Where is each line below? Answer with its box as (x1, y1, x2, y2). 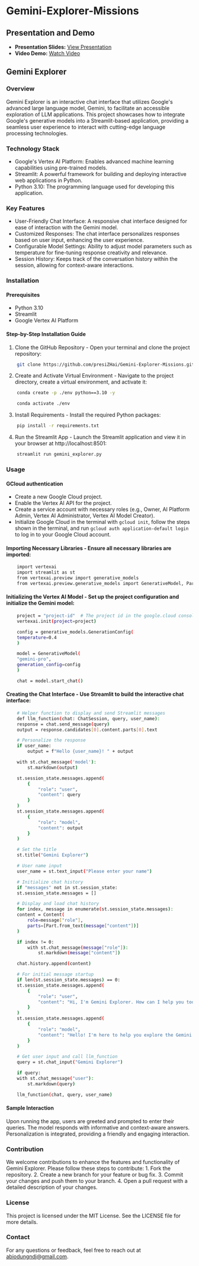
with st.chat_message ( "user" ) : (17, 1076, 94, 1082)
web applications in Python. (14, 177, 83, 184)
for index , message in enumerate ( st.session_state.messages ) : (17, 906, 174, 912)
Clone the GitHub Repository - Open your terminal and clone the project (14, 344, 191, 351)
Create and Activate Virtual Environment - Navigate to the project (14, 372, 174, 379)
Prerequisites (6, 291, 40, 298)
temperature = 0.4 (17, 634, 57, 641)
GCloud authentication (6, 480, 63, 487)
